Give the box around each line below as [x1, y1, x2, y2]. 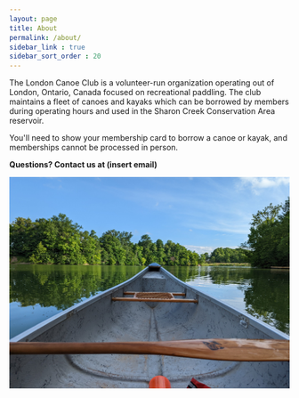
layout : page [9, 14, 58, 23]
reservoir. [9, 116, 44, 126]
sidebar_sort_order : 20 [9, 52, 101, 61]
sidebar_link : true [9, 43, 86, 52]
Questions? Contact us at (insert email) [9, 159, 158, 170]
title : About [9, 23, 58, 33]
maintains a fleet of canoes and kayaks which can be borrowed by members [9, 96, 289, 107]
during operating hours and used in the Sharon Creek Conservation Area [9, 106, 276, 117]
